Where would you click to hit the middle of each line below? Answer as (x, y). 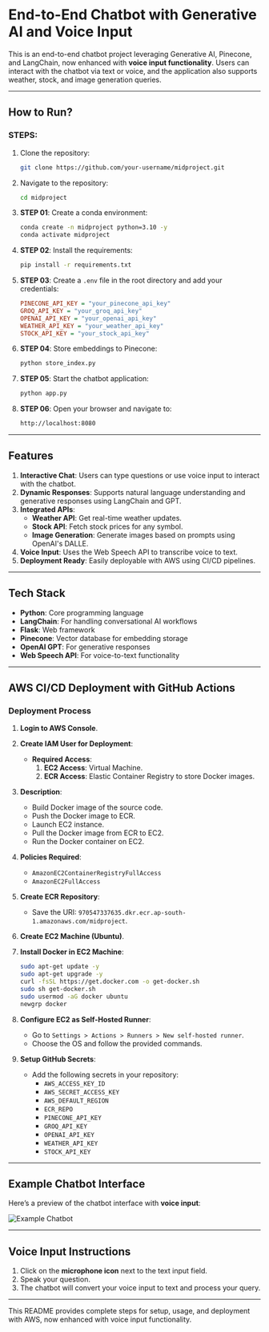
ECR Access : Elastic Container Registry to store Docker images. (149, 777)
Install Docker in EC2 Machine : (72, 952)
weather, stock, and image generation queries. (85, 79)
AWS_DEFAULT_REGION (76, 1101)
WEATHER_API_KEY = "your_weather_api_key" (92, 326)
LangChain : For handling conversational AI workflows (108, 621)
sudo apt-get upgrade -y (61, 974)
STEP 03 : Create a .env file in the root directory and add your (121, 280)
